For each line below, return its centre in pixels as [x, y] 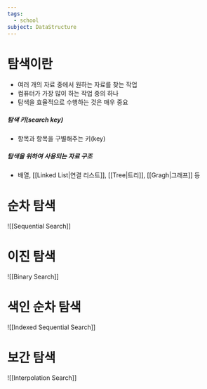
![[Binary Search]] [33, 277]
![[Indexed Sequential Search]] [52, 327]
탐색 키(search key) [35, 120]
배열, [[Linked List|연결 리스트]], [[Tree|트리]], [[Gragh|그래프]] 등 [109, 175]
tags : [15, 14]
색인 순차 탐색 [44, 307]
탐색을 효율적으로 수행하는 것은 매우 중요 [73, 102]
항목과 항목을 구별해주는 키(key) [61, 139]
